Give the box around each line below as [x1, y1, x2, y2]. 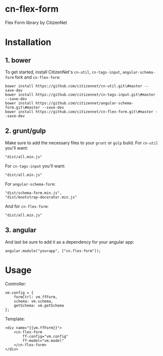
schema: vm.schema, [14, 299, 54, 304]
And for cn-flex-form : [5, 203, 49, 209]
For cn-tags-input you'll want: [5, 163, 66, 169]
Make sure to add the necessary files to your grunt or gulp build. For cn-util [5, 140, 159, 146]
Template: [5, 316, 25, 322]
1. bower [5, 56, 31, 64]
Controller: [5, 281, 27, 287]
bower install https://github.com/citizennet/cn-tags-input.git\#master [5, 92, 156, 97]
